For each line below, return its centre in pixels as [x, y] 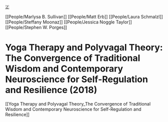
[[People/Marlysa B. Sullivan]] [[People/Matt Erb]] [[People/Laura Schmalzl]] [84, 17]
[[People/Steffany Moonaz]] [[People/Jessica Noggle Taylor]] [68, 22]
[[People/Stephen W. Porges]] [36, 27]
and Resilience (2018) [51, 90]
